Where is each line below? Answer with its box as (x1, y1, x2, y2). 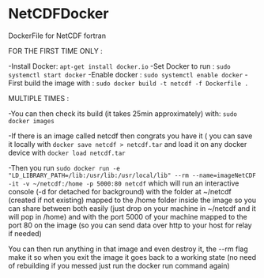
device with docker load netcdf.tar (8, 148, 126, 157)
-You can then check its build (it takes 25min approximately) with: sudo (8, 108, 237, 118)
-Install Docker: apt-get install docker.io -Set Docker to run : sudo (8, 61, 231, 71)
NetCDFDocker (8, 5, 109, 23)
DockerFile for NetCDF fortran (8, 31, 107, 40)
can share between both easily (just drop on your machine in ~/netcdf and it (8, 203, 257, 213)
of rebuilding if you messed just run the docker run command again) (8, 261, 231, 270)
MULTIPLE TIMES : (8, 93, 70, 103)
